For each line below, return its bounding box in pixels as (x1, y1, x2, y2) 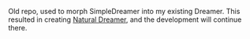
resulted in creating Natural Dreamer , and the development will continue (8, 15, 242, 24)
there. (8, 23, 28, 32)
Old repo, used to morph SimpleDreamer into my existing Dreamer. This (8, 7, 241, 16)
